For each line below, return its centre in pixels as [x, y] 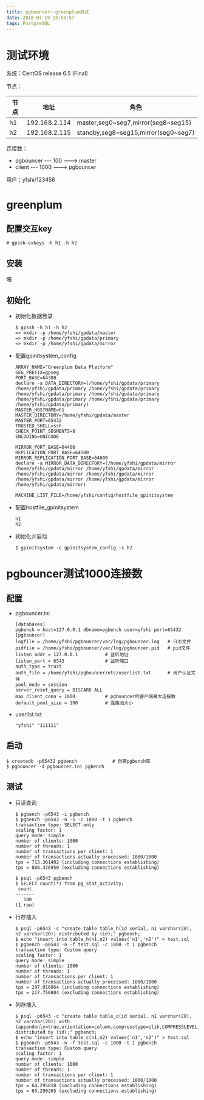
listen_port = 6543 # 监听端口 [72, 661]
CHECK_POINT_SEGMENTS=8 [45, 431]
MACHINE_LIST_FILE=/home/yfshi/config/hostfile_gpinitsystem [94, 495]
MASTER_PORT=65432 [38, 420]
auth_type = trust [38, 666]
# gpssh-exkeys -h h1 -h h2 [42, 243]
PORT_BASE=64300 [36, 378]
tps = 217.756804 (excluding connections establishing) [87, 992]
